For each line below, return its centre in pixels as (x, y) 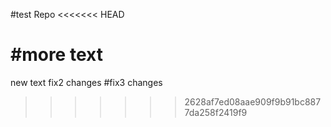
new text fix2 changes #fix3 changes (86, 82)
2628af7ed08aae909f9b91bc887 (253, 101)
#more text (56, 55)
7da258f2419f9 (216, 112)
